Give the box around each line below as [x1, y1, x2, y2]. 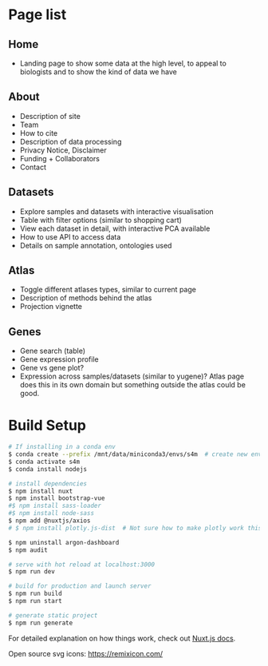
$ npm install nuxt [8, 487, 73, 495]
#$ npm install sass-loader [8, 501, 102, 510]
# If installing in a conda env [8, 443, 116, 451]
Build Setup [8, 417, 86, 434]
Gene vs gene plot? [19, 363, 85, 373]
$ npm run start [8, 597, 62, 605]
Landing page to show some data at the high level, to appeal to [19, 58, 227, 68]
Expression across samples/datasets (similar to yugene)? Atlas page [19, 371, 245, 381]
